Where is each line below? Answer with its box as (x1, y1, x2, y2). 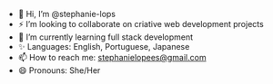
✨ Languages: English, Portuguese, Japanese (17, 42, 190, 51)
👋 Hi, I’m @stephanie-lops (17, 9, 116, 19)
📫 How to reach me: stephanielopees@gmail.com (17, 52, 207, 62)
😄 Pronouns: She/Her (17, 65, 101, 76)
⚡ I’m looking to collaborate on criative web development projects (17, 19, 264, 29)
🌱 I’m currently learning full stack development (17, 32, 194, 42)
